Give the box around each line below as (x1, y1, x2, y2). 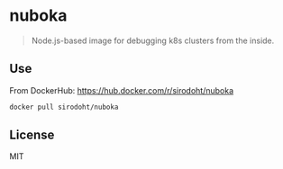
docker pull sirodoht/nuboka (9, 102, 119, 111)
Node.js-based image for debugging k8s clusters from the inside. (31, 35, 275, 46)
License (9, 128, 55, 143)
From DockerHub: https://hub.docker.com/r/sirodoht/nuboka (9, 84, 234, 95)
